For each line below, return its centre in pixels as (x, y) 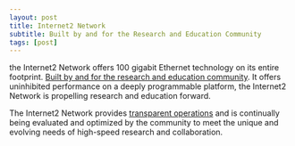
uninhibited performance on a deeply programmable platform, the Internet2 (148, 86)
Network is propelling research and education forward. (110, 96)
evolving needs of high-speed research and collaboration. (116, 132)
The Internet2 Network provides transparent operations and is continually (144, 113)
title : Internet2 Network (57, 26)
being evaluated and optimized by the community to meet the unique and (144, 123)
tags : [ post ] (34, 42)
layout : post (34, 17)
